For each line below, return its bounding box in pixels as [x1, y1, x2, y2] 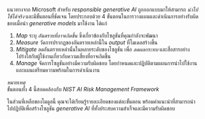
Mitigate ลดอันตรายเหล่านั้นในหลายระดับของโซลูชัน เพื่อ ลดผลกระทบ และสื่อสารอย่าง [15, 46, 190, 53]
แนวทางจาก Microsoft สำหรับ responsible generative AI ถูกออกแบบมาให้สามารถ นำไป [7, 6, 198, 13]
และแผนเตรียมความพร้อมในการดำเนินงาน [15, 66, 100, 74]
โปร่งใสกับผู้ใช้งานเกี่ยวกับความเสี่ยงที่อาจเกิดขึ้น [15, 53, 111, 60]
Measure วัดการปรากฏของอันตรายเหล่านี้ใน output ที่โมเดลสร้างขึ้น [15, 39, 158, 46]
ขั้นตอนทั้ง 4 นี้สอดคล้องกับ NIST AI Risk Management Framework [7, 86, 160, 93]
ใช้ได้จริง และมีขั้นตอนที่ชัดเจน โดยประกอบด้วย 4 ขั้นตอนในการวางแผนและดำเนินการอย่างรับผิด [7, 13, 199, 20]
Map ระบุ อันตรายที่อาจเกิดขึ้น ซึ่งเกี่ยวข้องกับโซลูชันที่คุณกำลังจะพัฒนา [15, 32, 158, 39]
